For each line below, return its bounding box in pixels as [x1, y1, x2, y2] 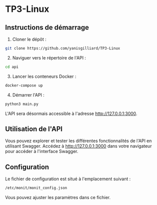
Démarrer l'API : [12, 92, 44, 98]
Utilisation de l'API [5, 125, 63, 133]
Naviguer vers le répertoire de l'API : [12, 54, 86, 60]
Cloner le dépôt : [12, 36, 47, 42]
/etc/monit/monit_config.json [5, 186, 68, 191]
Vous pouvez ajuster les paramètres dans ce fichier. [5, 195, 111, 200]
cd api [5, 64, 19, 69]
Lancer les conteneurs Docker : [12, 73, 77, 79]
